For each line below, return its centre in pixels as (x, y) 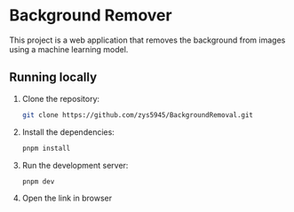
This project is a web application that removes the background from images (147, 40)
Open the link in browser (67, 198)
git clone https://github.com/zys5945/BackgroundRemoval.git (138, 115)
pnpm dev (38, 181)
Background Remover (91, 16)
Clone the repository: (61, 98)
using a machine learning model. (69, 49)
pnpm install (46, 148)
